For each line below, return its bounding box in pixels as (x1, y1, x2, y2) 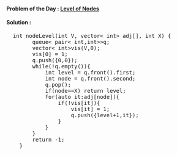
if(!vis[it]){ (58, 99, 100, 106)
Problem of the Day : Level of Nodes (6, 5, 100, 12)
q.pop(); (45, 81, 72, 88)
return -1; (32, 136, 65, 143)
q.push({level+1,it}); (70, 112, 139, 118)
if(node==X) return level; (45, 87, 126, 94)
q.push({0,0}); (32, 57, 78, 63)
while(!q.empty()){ (32, 63, 91, 70)
